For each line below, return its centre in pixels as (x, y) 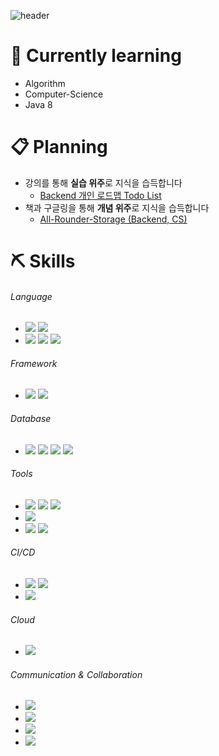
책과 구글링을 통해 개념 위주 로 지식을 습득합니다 (117, 207)
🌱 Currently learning (96, 56)
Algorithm (45, 83)
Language (31, 296)
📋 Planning (59, 147)
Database (31, 419)
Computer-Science (64, 94)
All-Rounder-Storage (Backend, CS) (113, 219)
